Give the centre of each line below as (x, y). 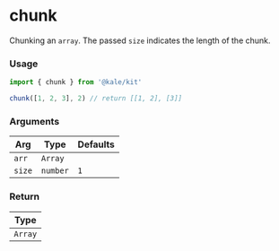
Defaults (96, 144)
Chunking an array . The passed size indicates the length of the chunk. (140, 40)
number (55, 171)
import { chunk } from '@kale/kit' (76, 82)
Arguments (35, 121)
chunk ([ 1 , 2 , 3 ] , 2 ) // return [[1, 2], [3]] (96, 99)
